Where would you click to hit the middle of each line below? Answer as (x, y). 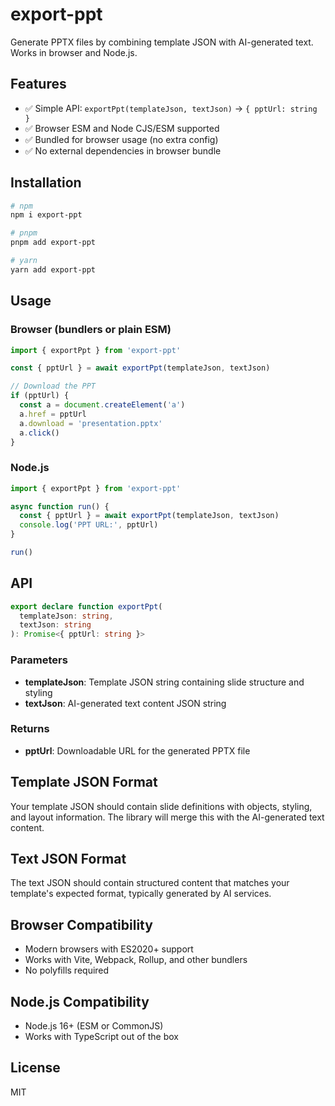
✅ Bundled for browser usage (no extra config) (121, 139)
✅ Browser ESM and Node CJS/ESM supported (122, 128)
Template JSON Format (84, 782)
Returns (30, 729)
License (35, 1068)
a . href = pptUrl (53, 414)
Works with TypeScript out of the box (102, 1037)
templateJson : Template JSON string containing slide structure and (164, 682)
